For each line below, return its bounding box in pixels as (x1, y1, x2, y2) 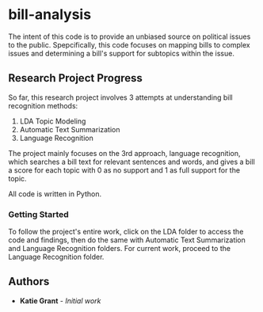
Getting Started (8, 208, 69, 219)
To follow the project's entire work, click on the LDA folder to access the (8, 227, 244, 237)
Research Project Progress (8, 71, 143, 85)
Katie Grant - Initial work (19, 295, 101, 306)
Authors (8, 275, 50, 288)
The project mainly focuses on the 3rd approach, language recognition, (8, 148, 241, 158)
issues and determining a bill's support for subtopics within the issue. (8, 48, 235, 58)
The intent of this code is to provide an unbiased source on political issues (8, 32, 251, 41)
